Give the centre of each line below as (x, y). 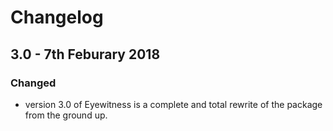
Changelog (57, 17)
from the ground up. (66, 115)
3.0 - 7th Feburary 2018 (85, 54)
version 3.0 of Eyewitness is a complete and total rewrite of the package (173, 104)
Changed (33, 83)
